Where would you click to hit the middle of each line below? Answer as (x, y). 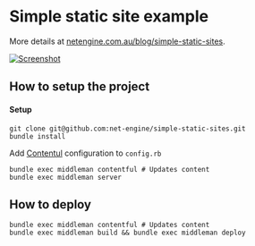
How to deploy (51, 204)
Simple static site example (109, 17)
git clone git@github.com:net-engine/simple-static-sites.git (127, 128)
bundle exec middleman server (66, 177)
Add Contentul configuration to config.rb (85, 153)
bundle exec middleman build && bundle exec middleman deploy (127, 233)
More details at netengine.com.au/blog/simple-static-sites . (117, 41)
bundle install (38, 136)
